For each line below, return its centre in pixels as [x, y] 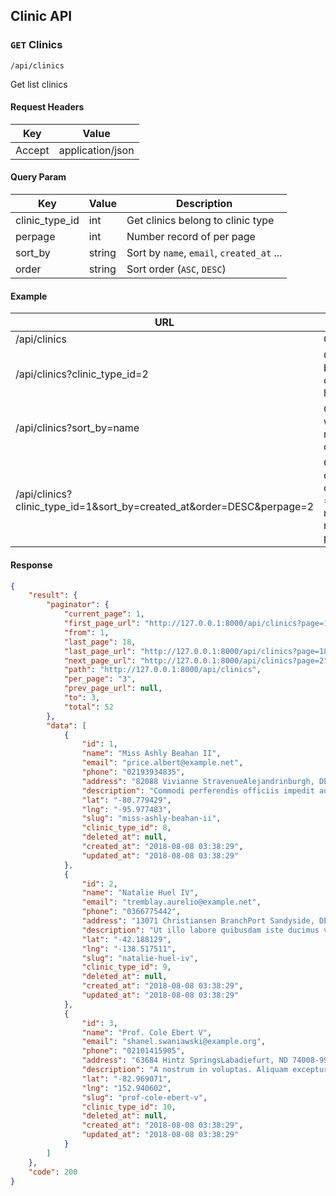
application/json [96, 150]
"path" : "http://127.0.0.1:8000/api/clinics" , [162, 670]
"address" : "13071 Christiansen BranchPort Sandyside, [198, 921]
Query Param [38, 177]
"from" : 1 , [86, 632]
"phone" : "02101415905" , [133, 1051]
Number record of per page [191, 237]
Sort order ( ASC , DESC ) [176, 269]
